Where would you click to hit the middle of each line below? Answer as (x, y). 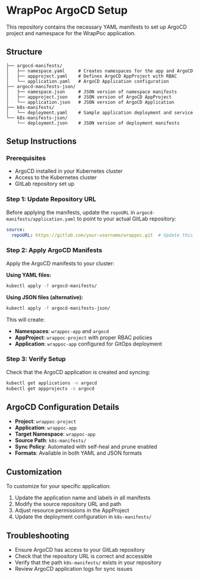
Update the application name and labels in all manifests (83, 498)
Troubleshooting (38, 535)
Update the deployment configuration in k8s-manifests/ (83, 517)
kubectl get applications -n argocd (52, 383)
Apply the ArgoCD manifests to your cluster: (60, 263)
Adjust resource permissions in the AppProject (72, 511)
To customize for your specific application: (59, 486)
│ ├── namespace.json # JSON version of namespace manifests (92, 92)
